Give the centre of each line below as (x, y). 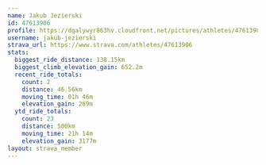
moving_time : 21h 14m (57, 133)
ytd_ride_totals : (43, 112)
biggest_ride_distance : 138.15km (70, 60)
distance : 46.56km (52, 89)
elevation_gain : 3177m (59, 141)
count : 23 (38, 119)
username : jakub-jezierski (52, 38)
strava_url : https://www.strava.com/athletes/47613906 (100, 45)
